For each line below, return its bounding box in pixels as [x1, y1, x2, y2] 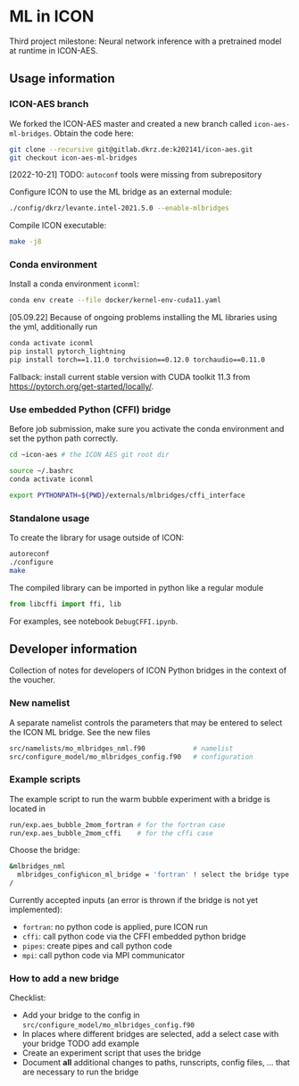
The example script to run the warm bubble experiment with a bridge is [9, 793, 270, 804]
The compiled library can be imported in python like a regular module [9, 582, 264, 593]
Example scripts [9, 774, 81, 786]
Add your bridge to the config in [21, 1010, 140, 1021]
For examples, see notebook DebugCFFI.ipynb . [9, 616, 179, 626]
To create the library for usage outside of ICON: [9, 533, 185, 543]
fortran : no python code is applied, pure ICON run [21, 922, 208, 933]
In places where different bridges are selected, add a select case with [21, 1029, 279, 1040]
